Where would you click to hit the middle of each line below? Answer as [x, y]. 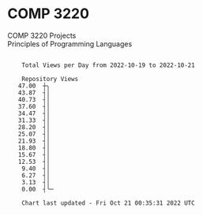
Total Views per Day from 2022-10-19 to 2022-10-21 [108, 65]
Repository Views [50, 79]
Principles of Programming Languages [70, 43]
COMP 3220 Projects [42, 35]
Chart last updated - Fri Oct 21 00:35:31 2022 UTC [108, 203]
